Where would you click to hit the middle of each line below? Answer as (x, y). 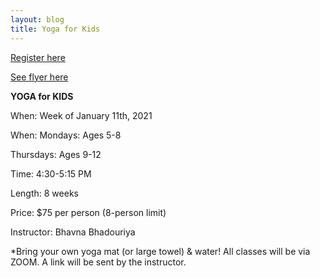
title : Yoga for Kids (55, 29)
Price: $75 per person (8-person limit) (88, 212)
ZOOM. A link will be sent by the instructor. (98, 262)
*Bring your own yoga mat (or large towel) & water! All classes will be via (160, 251)
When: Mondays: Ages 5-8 (66, 135)
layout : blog (37, 19)
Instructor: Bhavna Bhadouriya (73, 232)
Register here (38, 57)
